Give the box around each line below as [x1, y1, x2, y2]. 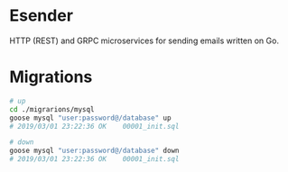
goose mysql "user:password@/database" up [9, 113, 172, 122]
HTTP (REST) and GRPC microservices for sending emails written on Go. [9, 35, 280, 46]
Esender [9, 5, 74, 26]
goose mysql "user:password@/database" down [9, 146, 180, 156]
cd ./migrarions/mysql [9, 104, 95, 113]
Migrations [9, 67, 93, 87]
